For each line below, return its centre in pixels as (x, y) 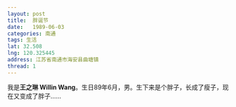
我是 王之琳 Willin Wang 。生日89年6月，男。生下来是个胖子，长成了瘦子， (115, 87)
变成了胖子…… (41, 96)
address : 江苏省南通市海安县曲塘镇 (53, 60)
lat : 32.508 (25, 46)
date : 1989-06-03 (36, 27)
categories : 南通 (32, 33)
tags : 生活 (22, 40)
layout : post (26, 14)
